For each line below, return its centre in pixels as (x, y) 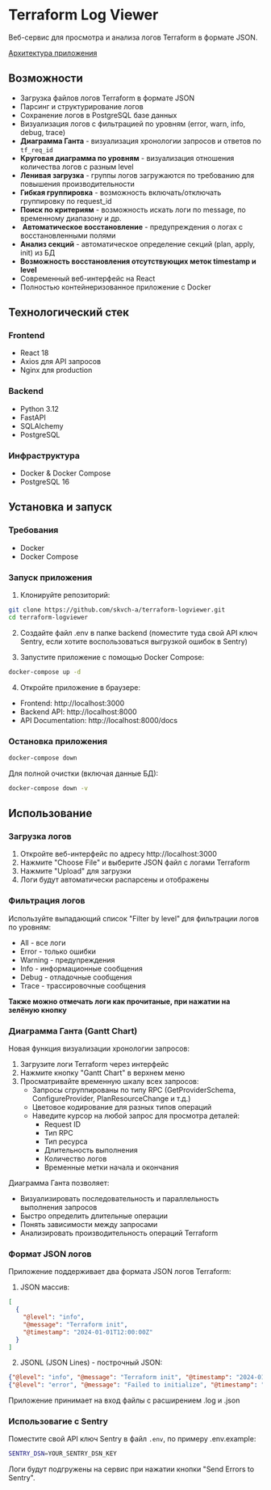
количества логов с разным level (77, 167)
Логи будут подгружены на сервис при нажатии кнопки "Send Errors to (131, 1469)
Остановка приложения (58, 741)
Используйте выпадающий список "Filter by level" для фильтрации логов (134, 918)
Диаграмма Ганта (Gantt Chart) (73, 1031)
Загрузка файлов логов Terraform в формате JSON (107, 98)
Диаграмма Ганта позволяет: (59, 1183)
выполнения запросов (58, 1207)
